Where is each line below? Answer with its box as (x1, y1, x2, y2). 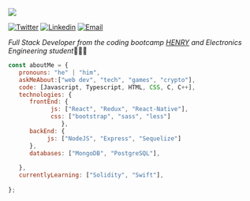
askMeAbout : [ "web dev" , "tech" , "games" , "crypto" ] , (18, 76, 196, 84)
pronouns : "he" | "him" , (18, 69, 101, 76)
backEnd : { (28, 127, 65, 135)
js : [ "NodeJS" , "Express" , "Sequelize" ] (47, 134, 181, 143)
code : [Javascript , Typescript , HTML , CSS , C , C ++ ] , (18, 83, 196, 91)
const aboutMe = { (8, 61, 69, 69)
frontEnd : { (28, 98, 69, 106)
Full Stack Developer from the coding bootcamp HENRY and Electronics (8, 38, 242, 47)
